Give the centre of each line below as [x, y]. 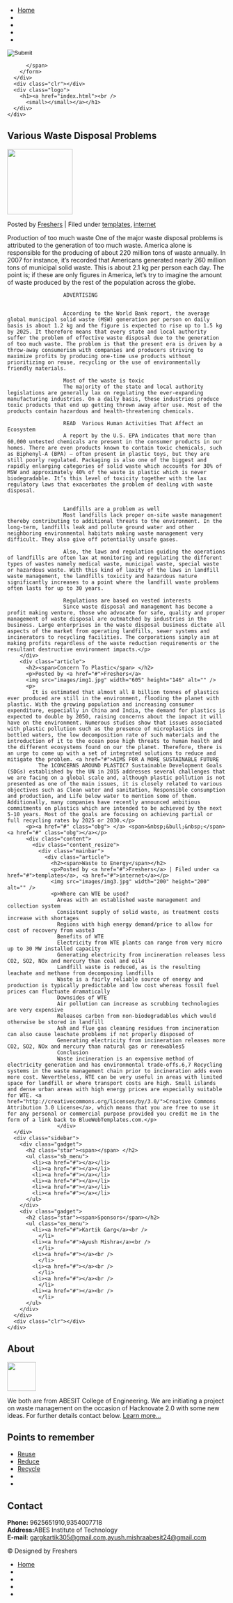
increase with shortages [43, 918]
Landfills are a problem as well [111, 509]
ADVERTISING [80, 295]
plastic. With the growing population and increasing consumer [101, 704]
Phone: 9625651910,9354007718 [55, 1523]
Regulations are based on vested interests [127, 600]
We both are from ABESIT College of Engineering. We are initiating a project [116, 1401]
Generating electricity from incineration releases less [141, 955]
